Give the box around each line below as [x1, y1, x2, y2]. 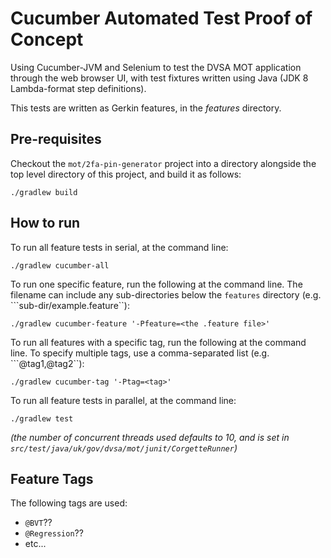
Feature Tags [10, 470, 94, 487]
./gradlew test [10, 413, 74, 424]
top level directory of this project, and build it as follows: [10, 168, 242, 180]
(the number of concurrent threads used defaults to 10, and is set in [10, 431, 290, 443]
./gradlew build [10, 187, 78, 197]
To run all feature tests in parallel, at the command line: [10, 394, 237, 406]
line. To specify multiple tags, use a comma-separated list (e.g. [10, 347, 270, 359]
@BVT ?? [24, 517, 53, 529]
